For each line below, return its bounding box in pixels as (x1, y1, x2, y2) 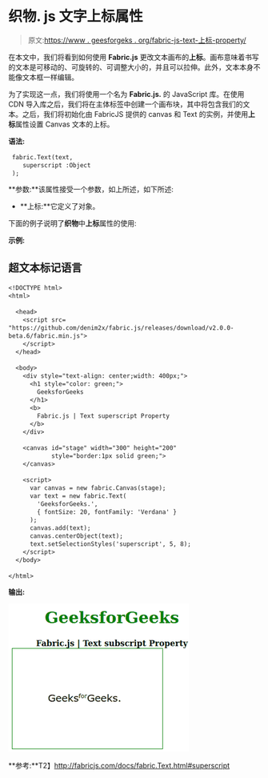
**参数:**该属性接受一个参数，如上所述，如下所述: (8, 184, 174, 194)
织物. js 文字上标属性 (8, 7, 144, 26)
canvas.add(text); (29, 523, 91, 532)
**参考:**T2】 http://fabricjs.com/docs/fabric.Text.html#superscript (8, 760, 230, 770)
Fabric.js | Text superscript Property (37, 411, 170, 420)
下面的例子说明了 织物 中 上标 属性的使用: (8, 218, 138, 228)
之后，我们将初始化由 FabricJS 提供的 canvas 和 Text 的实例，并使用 (22, 109, 249, 118)
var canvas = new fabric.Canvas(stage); (29, 483, 166, 492)
